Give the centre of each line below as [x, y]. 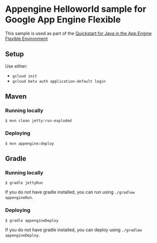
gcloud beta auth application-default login [59, 81]
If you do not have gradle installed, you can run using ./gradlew [70, 192]
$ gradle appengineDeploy [32, 220]
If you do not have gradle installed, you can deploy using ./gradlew [74, 230]
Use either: [16, 66]
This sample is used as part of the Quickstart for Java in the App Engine [78, 33]
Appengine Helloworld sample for [76, 9]
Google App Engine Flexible [63, 20]
